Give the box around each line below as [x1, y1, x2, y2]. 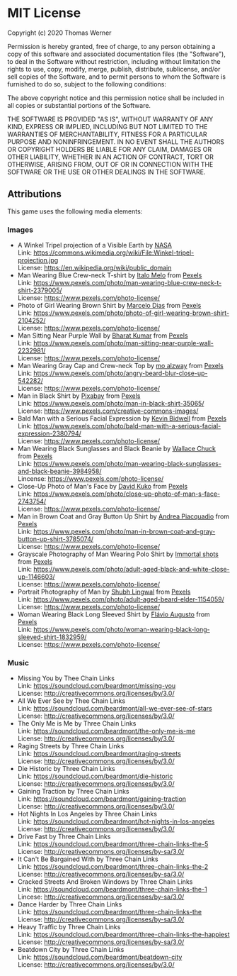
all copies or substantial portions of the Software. [7, 101, 151, 109]
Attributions [7, 188, 62, 200]
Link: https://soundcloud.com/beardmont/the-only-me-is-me [17, 727, 196, 736]
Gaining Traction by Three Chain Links [17, 787, 129, 796]
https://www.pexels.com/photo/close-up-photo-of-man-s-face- [33, 489, 221, 498]
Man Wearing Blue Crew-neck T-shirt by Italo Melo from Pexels [17, 271, 202, 279]
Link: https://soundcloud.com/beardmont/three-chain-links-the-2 [17, 863, 209, 871]
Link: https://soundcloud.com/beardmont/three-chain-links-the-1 [17, 885, 207, 894]
